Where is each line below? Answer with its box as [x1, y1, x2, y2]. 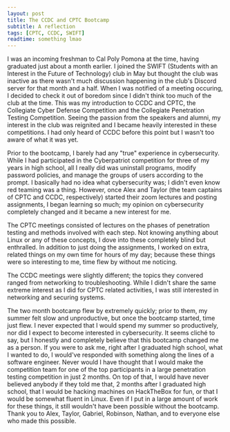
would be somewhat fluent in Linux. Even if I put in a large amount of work [7, 395, 218, 403]
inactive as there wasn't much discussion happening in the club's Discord [7, 77, 217, 85]
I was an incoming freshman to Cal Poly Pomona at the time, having [7, 55, 199, 63]
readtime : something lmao [7, 36, 82, 43]
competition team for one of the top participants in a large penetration [7, 366, 206, 374]
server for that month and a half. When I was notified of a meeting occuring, [7, 84, 223, 93]
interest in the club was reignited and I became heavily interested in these [7, 121, 218, 129]
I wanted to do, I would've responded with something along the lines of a [7, 350, 214, 359]
